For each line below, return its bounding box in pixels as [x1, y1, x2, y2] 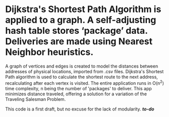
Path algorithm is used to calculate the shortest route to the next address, [5, 74, 158, 80]
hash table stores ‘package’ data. [5, 25, 148, 36]
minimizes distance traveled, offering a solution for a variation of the [5, 91, 147, 97]
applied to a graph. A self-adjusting [5, 14, 156, 26]
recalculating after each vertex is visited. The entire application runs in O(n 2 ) [5, 79, 164, 86]
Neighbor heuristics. [5, 46, 94, 58]
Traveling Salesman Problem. [5, 96, 66, 102]
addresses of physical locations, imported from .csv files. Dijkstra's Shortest [5, 68, 164, 74]
